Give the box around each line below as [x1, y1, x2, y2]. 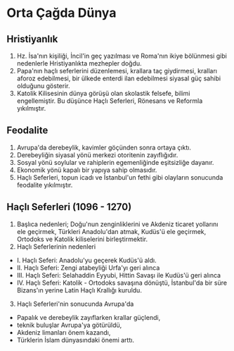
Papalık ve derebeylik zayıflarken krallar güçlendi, [16, 313, 161, 321]
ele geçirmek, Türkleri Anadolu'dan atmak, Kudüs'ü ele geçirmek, [16, 227, 207, 235]
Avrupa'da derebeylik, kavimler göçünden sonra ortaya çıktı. [16, 143, 191, 152]
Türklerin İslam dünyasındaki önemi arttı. [16, 335, 135, 344]
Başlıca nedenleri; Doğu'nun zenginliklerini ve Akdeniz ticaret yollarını [16, 220, 219, 228]
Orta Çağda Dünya [6, 5, 117, 21]
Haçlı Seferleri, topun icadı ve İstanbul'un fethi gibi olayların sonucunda [16, 173, 223, 181]
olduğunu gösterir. [16, 82, 70, 90]
